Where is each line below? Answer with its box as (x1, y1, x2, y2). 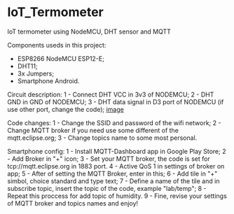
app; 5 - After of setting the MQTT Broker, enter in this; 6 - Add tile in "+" (7, 169, 218, 178)
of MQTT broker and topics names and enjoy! (7, 199, 139, 207)
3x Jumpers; (17, 69, 55, 78)
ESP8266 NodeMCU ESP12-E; (17, 54, 105, 63)
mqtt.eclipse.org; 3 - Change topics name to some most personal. (7, 134, 198, 142)
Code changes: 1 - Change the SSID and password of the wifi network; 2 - (7, 118, 221, 127)
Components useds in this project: (7, 41, 106, 49)
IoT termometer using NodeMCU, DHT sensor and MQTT (7, 27, 172, 36)
